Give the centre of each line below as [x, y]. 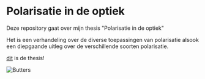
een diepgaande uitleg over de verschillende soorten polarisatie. [88, 46]
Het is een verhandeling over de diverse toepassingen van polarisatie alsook [102, 39]
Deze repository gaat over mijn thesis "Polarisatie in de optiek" [85, 28]
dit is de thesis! [25, 58]
